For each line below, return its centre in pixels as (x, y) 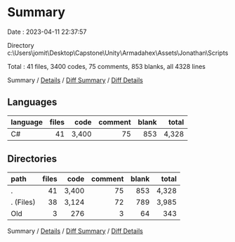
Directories (32, 159)
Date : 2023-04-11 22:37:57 (47, 32)
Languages (32, 102)
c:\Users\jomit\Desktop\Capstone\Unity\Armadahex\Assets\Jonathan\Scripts (118, 53)
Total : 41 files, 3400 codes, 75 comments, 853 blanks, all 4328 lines (106, 66)
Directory (21, 45)
